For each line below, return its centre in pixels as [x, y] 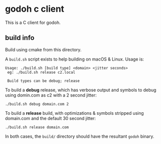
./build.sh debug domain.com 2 [37, 104]
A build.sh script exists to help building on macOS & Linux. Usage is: [75, 59]
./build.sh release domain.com [37, 127]
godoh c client [35, 9]
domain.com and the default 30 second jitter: [51, 118]
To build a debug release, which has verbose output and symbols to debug [81, 90]
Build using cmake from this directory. [43, 49]
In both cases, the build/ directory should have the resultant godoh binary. [80, 136]
